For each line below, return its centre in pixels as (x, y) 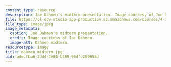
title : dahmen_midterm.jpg (34, 52)
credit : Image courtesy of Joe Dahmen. (52, 38)
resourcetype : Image (27, 47)
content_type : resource (31, 10)
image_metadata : (22, 29)
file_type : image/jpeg (29, 24)
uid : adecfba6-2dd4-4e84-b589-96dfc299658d (52, 57)
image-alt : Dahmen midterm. (40, 43)
